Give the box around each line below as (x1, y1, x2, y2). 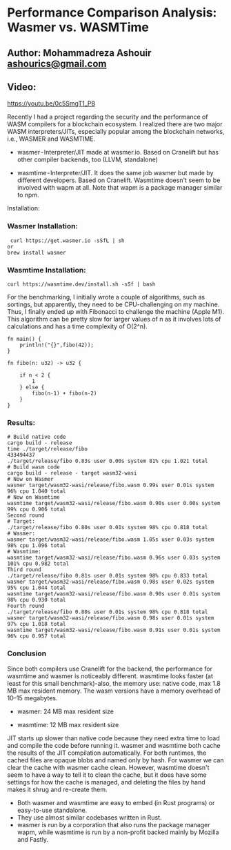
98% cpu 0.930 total (7, 597, 67, 604)
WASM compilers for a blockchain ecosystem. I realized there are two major (7, 120, 223, 128)
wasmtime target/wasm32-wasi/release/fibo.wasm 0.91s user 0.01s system (7, 626, 221, 634)
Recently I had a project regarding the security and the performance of (7, 112, 208, 121)
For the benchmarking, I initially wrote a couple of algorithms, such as (7, 293, 205, 301)
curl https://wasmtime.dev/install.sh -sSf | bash (7, 281, 156, 288)
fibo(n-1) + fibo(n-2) (32, 390, 97, 397)
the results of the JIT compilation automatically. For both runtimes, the (7, 749, 207, 757)
